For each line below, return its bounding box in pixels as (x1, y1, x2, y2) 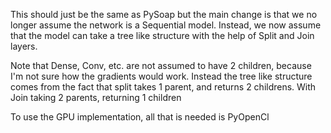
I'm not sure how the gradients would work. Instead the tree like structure (10, 70, 313, 82)
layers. (10, 40, 38, 52)
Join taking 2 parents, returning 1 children (10, 92, 182, 103)
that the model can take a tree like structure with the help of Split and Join (10, 30, 315, 41)
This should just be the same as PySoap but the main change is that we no (10, 9, 318, 20)
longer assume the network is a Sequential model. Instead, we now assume (10, 19, 322, 31)
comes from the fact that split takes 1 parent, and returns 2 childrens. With (10, 81, 317, 93)
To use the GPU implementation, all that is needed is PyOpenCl (10, 111, 270, 123)
